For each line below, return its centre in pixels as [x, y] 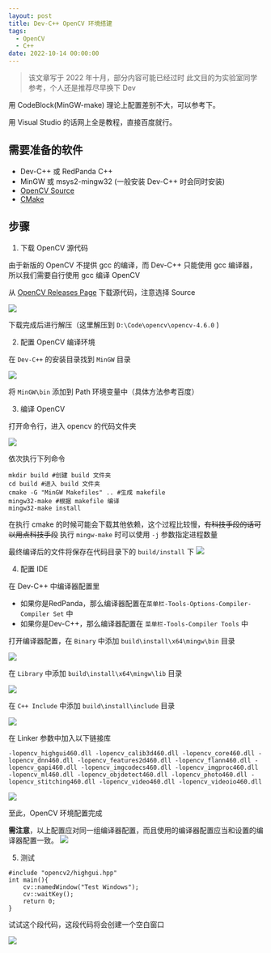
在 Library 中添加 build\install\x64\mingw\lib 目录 [95, 673]
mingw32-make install [45, 508]
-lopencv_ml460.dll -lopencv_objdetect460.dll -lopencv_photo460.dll [128, 775]
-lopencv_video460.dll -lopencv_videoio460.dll [180, 782]
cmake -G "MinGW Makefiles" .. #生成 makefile [87, 492]
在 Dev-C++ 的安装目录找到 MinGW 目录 [70, 359]
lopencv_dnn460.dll [41, 760]
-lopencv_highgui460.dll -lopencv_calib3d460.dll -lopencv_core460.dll [131, 753]
